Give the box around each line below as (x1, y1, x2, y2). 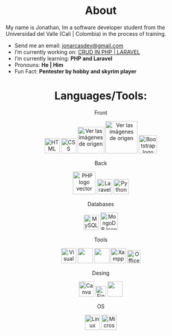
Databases (88, 200, 114, 207)
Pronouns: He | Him (14, 61, 64, 69)
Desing (92, 269, 110, 277)
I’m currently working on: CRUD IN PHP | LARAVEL (14, 48, 140, 55)
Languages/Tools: (54, 89, 147, 103)
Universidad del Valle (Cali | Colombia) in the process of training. (5, 30, 167, 37)
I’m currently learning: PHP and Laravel (14, 55, 113, 62)
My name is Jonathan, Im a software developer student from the (5, 24, 165, 31)
